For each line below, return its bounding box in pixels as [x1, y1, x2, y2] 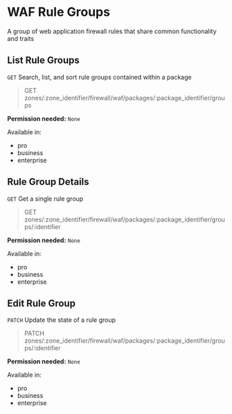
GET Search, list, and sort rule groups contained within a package [7, 73, 192, 81]
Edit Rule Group [7, 297, 76, 309]
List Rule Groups [7, 55, 80, 66]
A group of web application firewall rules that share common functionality [7, 27, 217, 35]
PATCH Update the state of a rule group [7, 316, 116, 324]
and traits [7, 34, 35, 42]
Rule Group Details [7, 176, 89, 188]
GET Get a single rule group [7, 195, 84, 203]
